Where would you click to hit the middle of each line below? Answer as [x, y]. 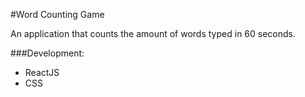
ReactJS [42, 72]
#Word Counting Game [57, 14]
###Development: [47, 53]
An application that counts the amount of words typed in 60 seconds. [153, 33]
